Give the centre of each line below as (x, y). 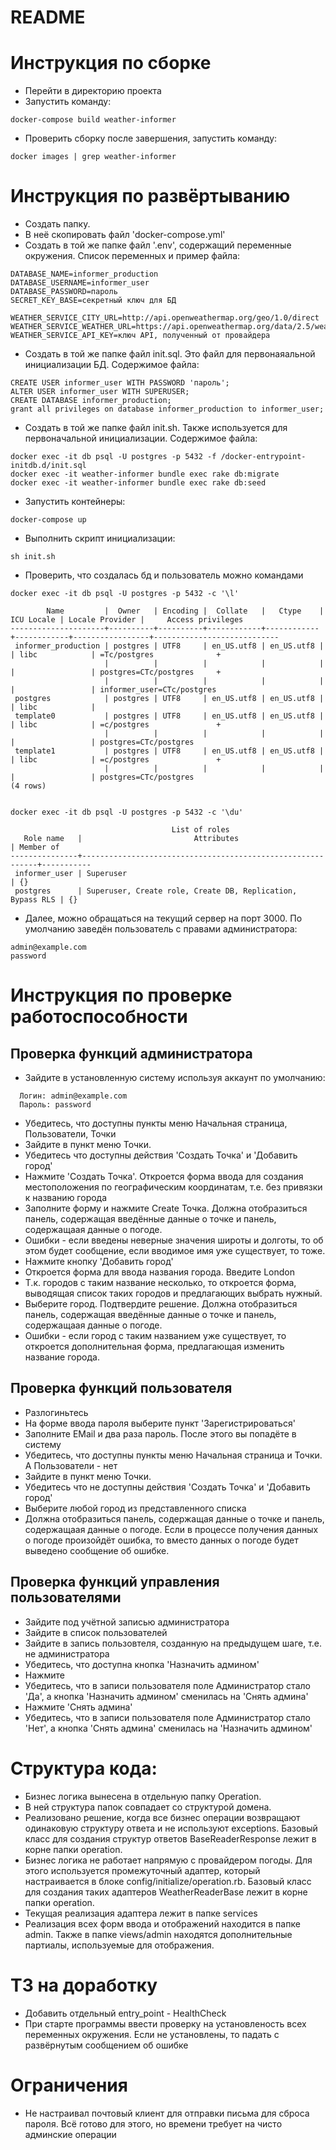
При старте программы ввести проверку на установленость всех (165, 2023)
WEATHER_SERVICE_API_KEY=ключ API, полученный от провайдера (140, 336)
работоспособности (99, 1017)
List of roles (200, 830)
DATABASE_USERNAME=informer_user (80, 283)
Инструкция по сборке (111, 63)
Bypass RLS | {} (44, 900)
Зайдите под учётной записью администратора (127, 1622)
